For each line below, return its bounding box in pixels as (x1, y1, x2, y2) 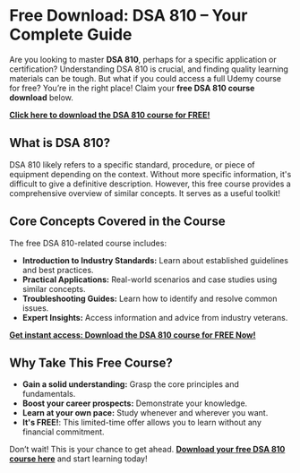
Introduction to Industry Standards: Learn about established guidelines (21, 254, 289, 265)
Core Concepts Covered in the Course (9, 214, 226, 229)
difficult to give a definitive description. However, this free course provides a (9, 178, 291, 189)
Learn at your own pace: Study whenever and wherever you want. (21, 408, 269, 418)
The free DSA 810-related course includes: (9, 237, 167, 248)
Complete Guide (9, 24, 133, 45)
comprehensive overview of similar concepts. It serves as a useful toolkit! (9, 187, 280, 198)
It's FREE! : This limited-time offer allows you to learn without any (21, 417, 262, 428)
